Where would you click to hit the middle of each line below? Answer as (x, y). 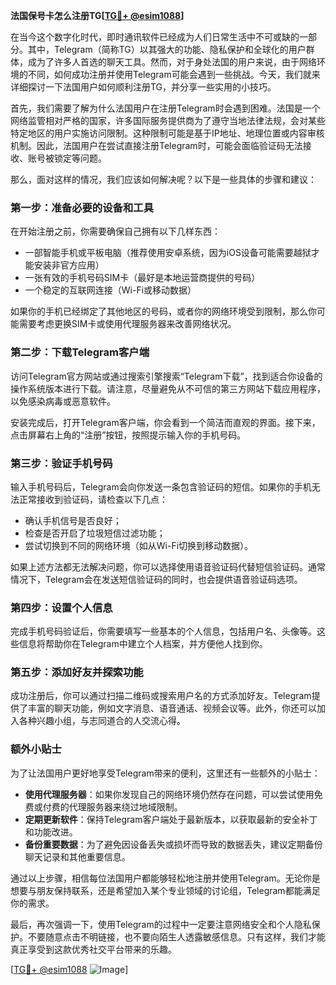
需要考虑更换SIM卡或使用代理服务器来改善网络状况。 (127, 324)
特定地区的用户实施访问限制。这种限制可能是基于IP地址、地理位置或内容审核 (167, 133)
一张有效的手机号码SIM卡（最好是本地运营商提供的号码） (142, 278)
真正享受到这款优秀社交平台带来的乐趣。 (93, 949)
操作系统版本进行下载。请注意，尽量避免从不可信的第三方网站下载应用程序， (168, 388)
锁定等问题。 (80, 158)
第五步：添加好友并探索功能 (77, 672)
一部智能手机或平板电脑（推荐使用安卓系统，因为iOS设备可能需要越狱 (168, 253)
